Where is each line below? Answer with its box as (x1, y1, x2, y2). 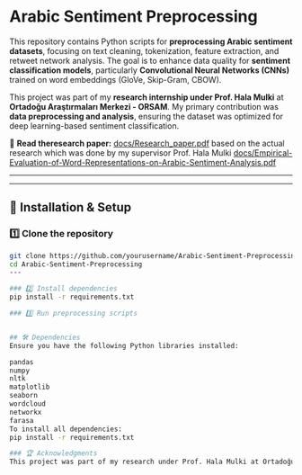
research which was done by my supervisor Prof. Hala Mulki (9, 147, 232, 158)
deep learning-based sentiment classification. (9, 120, 180, 131)
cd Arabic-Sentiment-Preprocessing (9, 259, 143, 269)
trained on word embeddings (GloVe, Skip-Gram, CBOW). (9, 74, 222, 85)
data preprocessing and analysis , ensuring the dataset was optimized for (9, 111, 284, 121)
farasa (9, 416, 34, 425)
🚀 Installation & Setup (9, 200, 132, 215)
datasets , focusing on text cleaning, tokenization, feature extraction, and (9, 45, 280, 56)
